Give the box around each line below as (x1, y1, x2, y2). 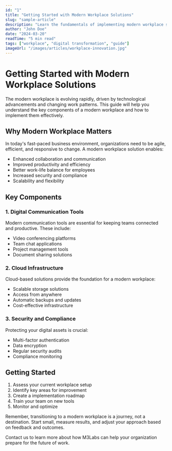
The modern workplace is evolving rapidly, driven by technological (5, 96, 146, 102)
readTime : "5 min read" (5, 36, 56, 42)
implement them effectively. (5, 112, 64, 118)
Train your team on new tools (12, 398, 75, 404)
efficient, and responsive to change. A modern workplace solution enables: (5, 146, 164, 152)
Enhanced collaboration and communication (12, 156, 106, 162)
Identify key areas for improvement (12, 387, 87, 393)
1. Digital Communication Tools (5, 208, 84, 215)
